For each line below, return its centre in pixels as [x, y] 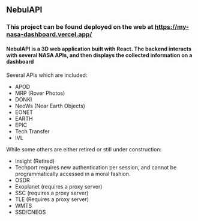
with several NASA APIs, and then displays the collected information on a [99, 55]
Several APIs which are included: [47, 75]
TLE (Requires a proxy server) [52, 199]
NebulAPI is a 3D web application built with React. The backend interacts [99, 49]
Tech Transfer [32, 131]
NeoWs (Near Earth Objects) [50, 106]
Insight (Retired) [35, 161]
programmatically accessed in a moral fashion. [73, 174]
